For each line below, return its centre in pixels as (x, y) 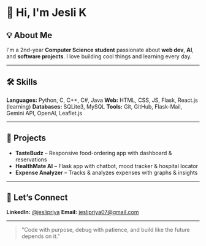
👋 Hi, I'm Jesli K (47, 13)
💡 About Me (29, 35)
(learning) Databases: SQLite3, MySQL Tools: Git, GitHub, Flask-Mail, (94, 106)
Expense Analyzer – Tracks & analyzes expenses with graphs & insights (106, 172)
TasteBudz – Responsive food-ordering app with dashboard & (93, 153)
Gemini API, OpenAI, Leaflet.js (44, 113)
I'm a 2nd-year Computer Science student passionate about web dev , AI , (100, 50)
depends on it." (40, 236)
